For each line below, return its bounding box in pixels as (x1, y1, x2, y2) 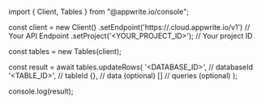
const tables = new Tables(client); (8, 47, 122, 56)
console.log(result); (8, 86, 74, 96)
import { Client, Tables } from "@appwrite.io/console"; (8, 7, 189, 16)
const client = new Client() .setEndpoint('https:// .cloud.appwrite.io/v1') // (8, 23, 250, 31)
